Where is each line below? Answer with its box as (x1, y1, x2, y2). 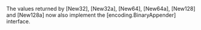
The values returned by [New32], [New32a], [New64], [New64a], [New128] (6, 5, 196, 12)
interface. (6, 18, 30, 25)
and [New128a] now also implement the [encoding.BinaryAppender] (6, 11, 176, 19)
